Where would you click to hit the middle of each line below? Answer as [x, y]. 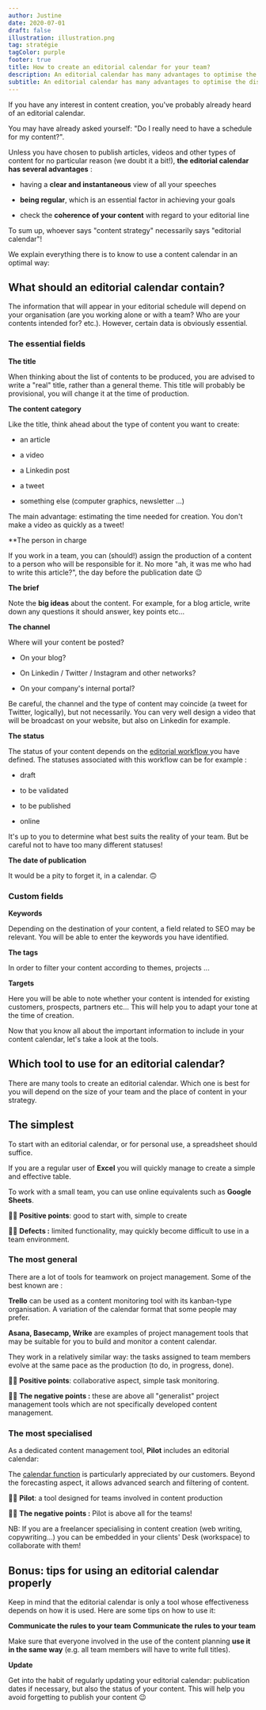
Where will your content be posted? [66, 642]
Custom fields [36, 896]
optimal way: [29, 262]
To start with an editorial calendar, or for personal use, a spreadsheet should [133, 1144]
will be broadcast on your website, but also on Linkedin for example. [120, 720]
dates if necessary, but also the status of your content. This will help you [127, 1689]
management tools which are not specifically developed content [113, 1404]
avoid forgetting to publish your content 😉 [77, 1697]
